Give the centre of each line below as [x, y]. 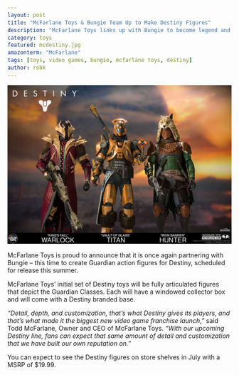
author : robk [27, 68]
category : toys [30, 38]
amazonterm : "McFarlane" [44, 53]
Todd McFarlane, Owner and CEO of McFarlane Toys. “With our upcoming [116, 328]
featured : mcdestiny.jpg [44, 45]
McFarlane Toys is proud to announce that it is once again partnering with [116, 255]
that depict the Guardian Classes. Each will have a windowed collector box [116, 292]
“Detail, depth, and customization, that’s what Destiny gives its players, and [119, 313]
